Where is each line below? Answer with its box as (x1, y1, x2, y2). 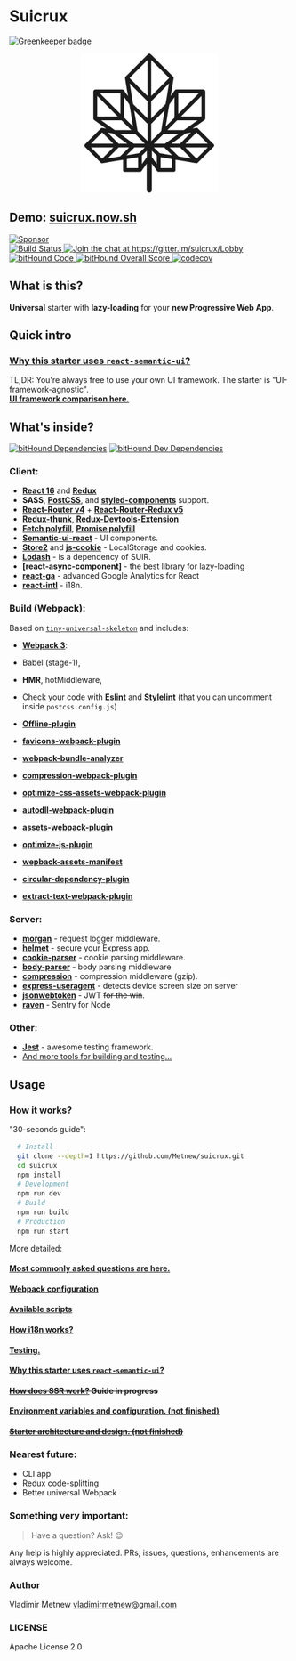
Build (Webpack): (9, 603, 86, 615)
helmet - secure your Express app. (21, 942, 151, 953)
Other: (9, 1021, 38, 1033)
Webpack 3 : (21, 639, 68, 651)
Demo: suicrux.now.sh (9, 210, 138, 225)
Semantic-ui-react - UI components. (21, 532, 158, 544)
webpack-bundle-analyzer (21, 752, 124, 763)
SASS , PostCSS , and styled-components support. (21, 495, 210, 506)
